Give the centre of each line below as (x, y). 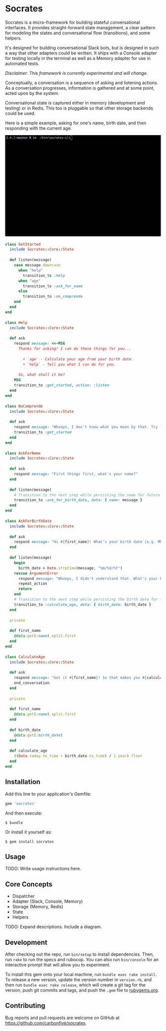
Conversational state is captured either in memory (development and (75, 103)
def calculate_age (29, 751)
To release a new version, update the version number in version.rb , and (79, 979)
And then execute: (24, 813)
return (25, 589)
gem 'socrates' (21, 803)
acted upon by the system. (32, 93)
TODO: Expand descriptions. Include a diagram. (54, 927)
